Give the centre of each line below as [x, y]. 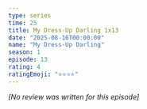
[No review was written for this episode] [74, 96]
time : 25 [23, 23]
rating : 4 [25, 67]
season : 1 [25, 52]
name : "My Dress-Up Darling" [56, 45]
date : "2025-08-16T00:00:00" [56, 38]
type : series [30, 15]
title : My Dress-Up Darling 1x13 [64, 30]
